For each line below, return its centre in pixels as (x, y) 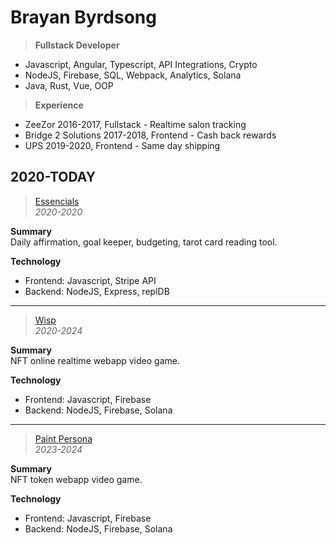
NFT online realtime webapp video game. (95, 360)
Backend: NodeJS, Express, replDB (97, 291)
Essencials (57, 201)
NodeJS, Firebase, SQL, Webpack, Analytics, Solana (133, 75)
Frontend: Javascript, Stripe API (90, 280)
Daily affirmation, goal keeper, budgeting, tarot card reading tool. (144, 242)
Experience (59, 105)
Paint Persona (63, 438)
